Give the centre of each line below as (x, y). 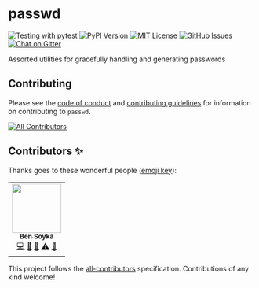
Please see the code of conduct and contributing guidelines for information (129, 102)
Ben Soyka (36, 236)
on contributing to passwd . (50, 111)
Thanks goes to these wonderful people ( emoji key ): (93, 170)
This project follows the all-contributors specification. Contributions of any (129, 268)
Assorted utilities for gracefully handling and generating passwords (117, 59)
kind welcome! (32, 277)
